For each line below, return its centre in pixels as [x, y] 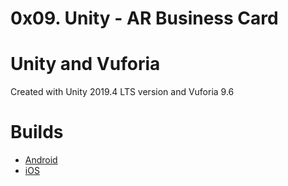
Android [41, 160]
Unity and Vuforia [85, 64]
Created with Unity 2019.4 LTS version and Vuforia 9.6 [122, 92]
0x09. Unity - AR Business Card [144, 18]
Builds [37, 132]
